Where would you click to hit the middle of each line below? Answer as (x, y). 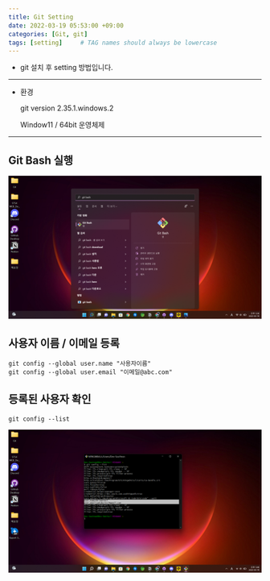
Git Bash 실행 (41, 160)
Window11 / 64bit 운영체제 (62, 125)
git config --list (39, 419)
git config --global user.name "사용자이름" (80, 364)
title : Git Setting (41, 17)
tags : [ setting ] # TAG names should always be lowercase (113, 43)
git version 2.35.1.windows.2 (67, 108)
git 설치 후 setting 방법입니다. (67, 68)
